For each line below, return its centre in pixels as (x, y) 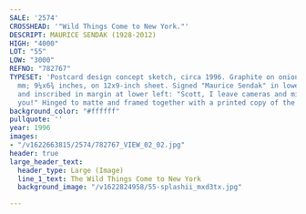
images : (24, 137)
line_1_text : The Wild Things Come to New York (110, 178)
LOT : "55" (28, 52)
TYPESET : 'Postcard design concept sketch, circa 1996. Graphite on (142, 77)
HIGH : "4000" (34, 43)
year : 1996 (30, 128)
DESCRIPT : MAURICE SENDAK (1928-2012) (83, 35)
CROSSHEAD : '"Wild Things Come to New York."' (99, 26)
